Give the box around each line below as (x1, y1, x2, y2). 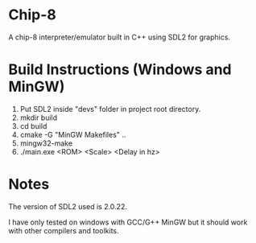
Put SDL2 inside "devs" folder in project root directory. (19, 104, 201, 113)
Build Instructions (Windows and (8, 60, 232, 79)
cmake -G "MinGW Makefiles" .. (19, 130, 126, 139)
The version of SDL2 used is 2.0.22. (8, 201, 127, 211)
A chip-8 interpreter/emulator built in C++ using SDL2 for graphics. (8, 32, 231, 42)
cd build (19, 121, 47, 130)
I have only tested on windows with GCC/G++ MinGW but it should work (8, 217, 248, 227)
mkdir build (19, 113, 58, 122)
